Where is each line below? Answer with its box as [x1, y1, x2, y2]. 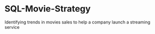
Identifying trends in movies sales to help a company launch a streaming [4, 19, 151, 25]
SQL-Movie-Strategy [4, 3, 91, 14]
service [4, 24, 20, 30]
